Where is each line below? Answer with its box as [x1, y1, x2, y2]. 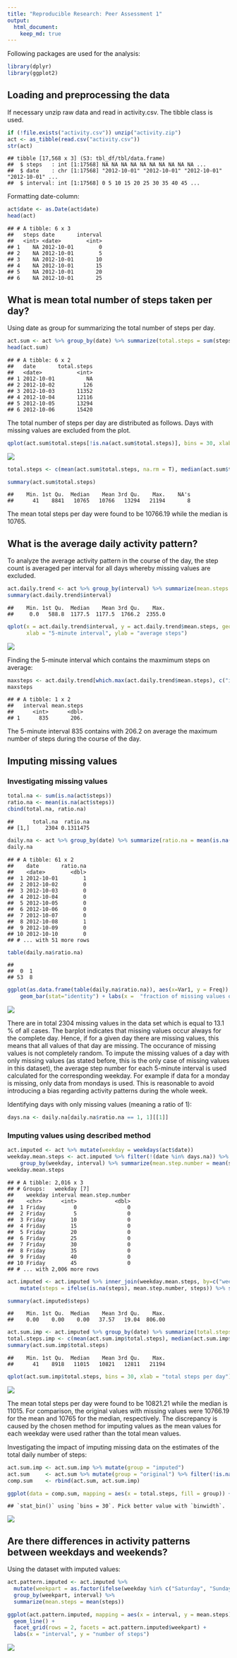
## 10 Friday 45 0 [7, 1259, 131, 1266]
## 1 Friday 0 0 [7, 1204, 131, 1211]
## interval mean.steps [7, 702, 83, 710]
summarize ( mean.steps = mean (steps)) [13, 1598, 125, 1605]
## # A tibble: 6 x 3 [7, 225, 71, 233]
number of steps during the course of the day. [7, 734, 141, 743]
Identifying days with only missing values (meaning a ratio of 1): [7, 1100, 192, 1109]
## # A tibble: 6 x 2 [7, 356, 71, 364]
